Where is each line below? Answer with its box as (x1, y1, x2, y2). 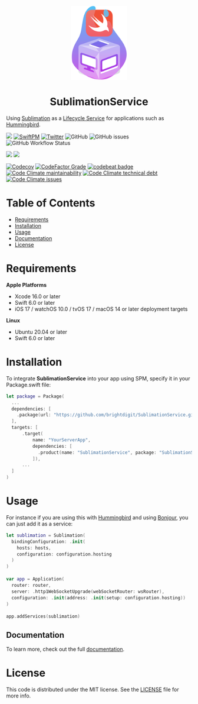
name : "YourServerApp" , (32, 437, 91, 443)
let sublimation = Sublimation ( (6, 532, 85, 538)
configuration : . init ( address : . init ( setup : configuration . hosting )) (11, 595, 186, 600)
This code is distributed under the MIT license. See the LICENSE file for (6, 686, 179, 693)
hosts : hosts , (16, 545, 51, 551)
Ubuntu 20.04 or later (14, 328, 68, 335)
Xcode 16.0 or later (14, 293, 61, 300)
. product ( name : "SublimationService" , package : (37, 450, 157, 456)
